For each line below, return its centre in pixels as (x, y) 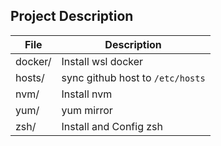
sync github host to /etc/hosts (133, 77)
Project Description (72, 16)
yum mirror (87, 110)
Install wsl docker (102, 61)
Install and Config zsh (112, 126)
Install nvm (87, 94)
